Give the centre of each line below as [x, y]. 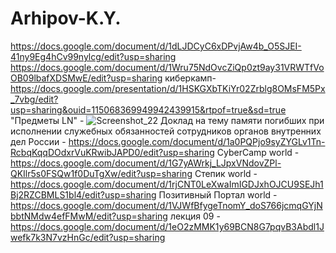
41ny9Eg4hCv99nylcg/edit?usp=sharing [93, 56]
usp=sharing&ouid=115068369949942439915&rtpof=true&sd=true [148, 109]
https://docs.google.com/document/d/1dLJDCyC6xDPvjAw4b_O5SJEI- [156, 46]
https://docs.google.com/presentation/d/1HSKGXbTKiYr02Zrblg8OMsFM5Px [168, 88]
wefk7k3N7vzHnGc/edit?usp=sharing [88, 237]
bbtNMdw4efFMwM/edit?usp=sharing [89, 216]
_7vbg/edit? [34, 99]
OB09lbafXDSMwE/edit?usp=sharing [86, 78]
